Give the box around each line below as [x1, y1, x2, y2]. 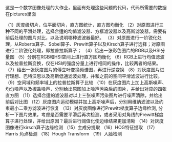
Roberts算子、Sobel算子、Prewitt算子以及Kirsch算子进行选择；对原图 [18, 41, 165, 47]
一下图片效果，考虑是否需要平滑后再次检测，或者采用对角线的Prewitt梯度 [9, 112, 164, 117]
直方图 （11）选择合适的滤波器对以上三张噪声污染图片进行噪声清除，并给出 [5, 92, 163, 98]
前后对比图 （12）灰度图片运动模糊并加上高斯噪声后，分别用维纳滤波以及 [5, 99, 160, 105]
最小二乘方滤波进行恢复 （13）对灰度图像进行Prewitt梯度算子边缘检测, [9, 105, 158, 111]
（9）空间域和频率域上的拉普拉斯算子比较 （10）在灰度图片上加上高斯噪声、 [5, 79, 167, 86]
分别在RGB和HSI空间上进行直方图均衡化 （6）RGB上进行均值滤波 [27, 54, 165, 60]
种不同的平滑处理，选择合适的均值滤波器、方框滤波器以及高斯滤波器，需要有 [5, 28, 167, 34]
